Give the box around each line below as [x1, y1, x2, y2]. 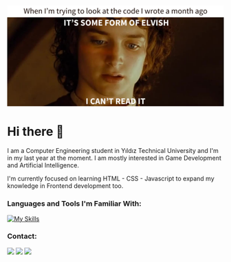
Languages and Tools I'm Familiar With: [7, 199, 142, 209]
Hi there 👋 [7, 124, 64, 139]
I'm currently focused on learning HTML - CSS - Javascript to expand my [7, 174, 214, 183]
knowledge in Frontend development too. [7, 182, 124, 190]
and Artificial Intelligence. [7, 161, 79, 169]
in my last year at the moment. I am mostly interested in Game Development [7, 154, 222, 163]
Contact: [7, 232, 37, 241]
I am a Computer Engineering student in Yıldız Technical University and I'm [7, 147, 219, 155]
